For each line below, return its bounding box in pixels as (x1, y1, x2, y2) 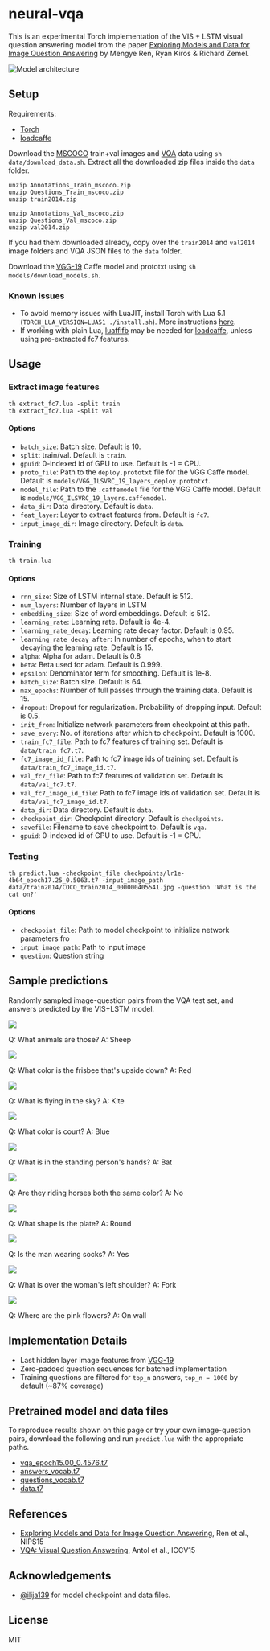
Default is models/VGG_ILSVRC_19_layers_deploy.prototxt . (19, 475, 211, 485)
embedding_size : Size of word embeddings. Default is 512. (19, 609, 211, 618)
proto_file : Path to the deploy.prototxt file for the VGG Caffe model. (19, 467, 250, 477)
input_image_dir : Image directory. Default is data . (19, 518, 185, 528)
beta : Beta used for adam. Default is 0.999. (19, 660, 162, 670)
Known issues (8, 290, 65, 302)
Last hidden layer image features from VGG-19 (19, 1355, 174, 1365)
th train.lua (8, 556, 52, 565)
